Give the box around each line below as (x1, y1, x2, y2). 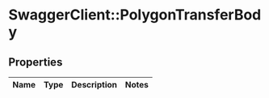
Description (71, 79, 117, 90)
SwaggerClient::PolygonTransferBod (8, 6, 262, 24)
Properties (8, 55, 63, 69)
